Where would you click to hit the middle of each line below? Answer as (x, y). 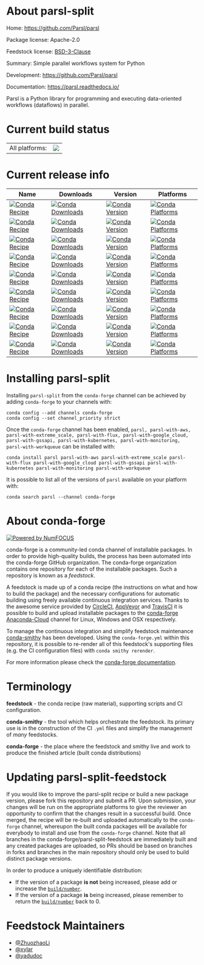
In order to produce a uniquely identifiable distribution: (74, 870)
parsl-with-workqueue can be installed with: (61, 446)
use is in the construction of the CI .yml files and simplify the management (99, 728)
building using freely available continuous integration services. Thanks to (98, 600)
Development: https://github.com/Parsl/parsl (62, 75)
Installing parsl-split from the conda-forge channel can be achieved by (96, 395)
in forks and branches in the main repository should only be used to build (98, 852)
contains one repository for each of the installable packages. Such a (92, 569)
